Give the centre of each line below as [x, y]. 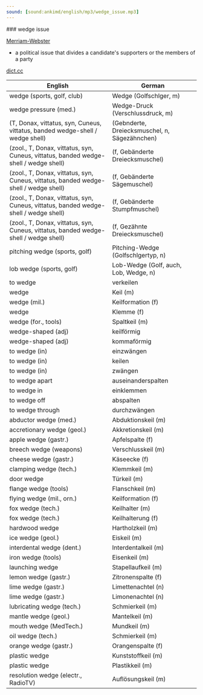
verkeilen [125, 282]
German [153, 85]
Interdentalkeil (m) [138, 548]
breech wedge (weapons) [46, 449]
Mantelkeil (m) [132, 616]
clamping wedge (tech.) [43, 469]
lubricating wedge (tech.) [45, 606]
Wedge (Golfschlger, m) [146, 95]
